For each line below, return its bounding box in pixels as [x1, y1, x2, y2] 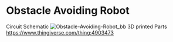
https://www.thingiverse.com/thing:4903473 [6, 29, 114, 36]
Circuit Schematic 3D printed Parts [6, 23, 167, 30]
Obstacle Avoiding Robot [6, 4, 130, 17]
